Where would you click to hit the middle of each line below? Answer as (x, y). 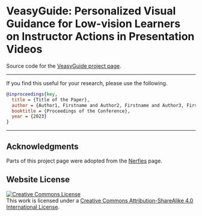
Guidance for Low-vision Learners (93, 24)
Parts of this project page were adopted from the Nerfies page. (84, 161)
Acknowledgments (43, 146)
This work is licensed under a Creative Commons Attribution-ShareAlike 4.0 (100, 200)
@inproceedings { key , (32, 94)
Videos (24, 49)
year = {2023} (29, 116)
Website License (38, 180)
